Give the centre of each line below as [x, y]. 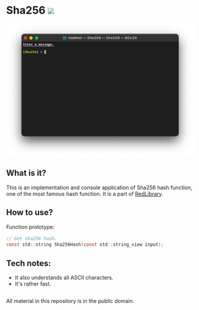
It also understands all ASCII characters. [64, 278]
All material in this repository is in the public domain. [70, 301]
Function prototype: [30, 227]
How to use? [30, 213]
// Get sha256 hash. [32, 239]
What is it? [26, 173]
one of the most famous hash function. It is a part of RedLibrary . [85, 193]
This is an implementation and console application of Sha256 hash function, [99, 187]
